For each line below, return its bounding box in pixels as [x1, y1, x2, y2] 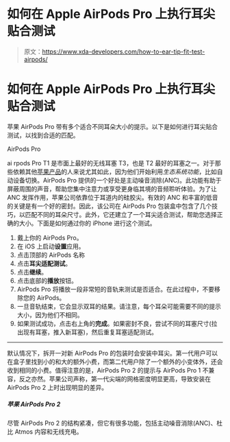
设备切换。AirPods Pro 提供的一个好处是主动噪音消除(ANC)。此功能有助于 [12, 176, 222, 184]
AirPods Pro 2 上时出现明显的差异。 [7, 383, 108, 391]
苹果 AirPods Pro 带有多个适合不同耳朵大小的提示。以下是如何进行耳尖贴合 [7, 122, 218, 130]
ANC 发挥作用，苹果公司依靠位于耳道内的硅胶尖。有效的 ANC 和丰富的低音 [7, 193, 218, 201]
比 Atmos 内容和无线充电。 [7, 427, 83, 436]
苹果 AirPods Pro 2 [7, 400, 61, 408]
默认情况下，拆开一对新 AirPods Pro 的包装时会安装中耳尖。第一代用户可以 [7, 349, 218, 357]
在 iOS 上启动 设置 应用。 [16, 242, 85, 251]
